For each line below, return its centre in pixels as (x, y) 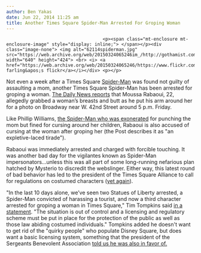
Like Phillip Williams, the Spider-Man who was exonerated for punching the (99, 119)
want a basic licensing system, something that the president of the (88, 237)
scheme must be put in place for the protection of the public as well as (93, 218)
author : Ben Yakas (29, 12)
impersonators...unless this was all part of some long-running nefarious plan (100, 162)
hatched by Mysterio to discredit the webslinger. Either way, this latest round (100, 169)
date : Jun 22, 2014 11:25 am (42, 17)
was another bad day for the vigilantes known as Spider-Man (81, 156)
